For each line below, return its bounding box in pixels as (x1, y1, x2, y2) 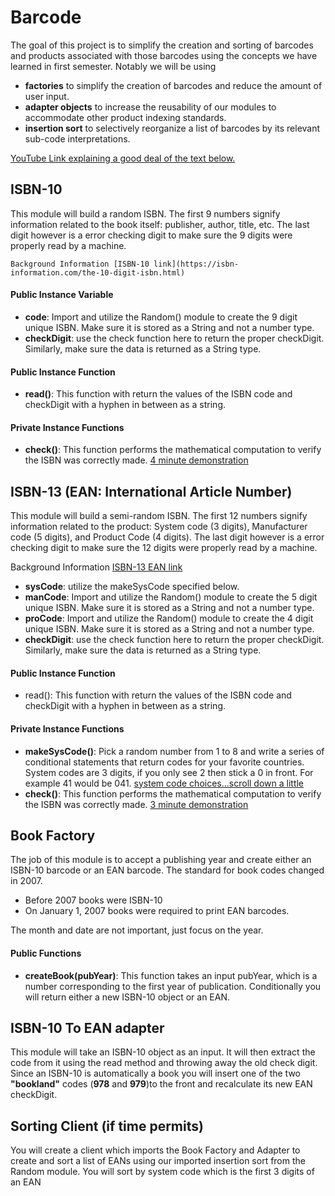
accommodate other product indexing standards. (24, 111, 227, 123)
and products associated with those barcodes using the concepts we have (10, 49, 318, 61)
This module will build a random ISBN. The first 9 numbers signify (10, 207, 281, 220)
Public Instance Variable (10, 289, 114, 301)
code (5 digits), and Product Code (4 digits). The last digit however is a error (10, 531, 325, 543)
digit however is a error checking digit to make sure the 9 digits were (10, 229, 293, 241)
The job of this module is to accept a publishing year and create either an (10, 854, 312, 866)
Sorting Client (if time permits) (10, 1117, 204, 1135)
